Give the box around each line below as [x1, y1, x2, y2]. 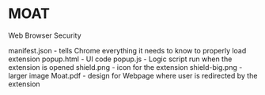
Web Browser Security [8, 31, 81, 40]
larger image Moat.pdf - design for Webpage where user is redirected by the [8, 71, 258, 80]
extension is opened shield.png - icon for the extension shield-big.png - [8, 62, 243, 71]
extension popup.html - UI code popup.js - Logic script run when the [8, 54, 233, 64]
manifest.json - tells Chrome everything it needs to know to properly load [8, 46, 247, 55]
